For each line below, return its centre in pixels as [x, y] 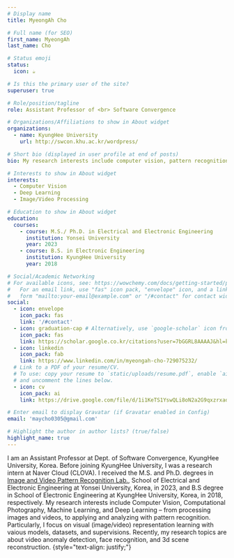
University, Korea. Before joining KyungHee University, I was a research [110, 465]
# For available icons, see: [49, 283]
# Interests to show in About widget [62, 173]
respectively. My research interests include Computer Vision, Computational [117, 502]
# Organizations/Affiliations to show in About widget [88, 122]
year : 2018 [41, 264]
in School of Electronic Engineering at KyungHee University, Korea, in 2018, [115, 495]
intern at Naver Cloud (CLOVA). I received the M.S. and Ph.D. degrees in [110, 473]
